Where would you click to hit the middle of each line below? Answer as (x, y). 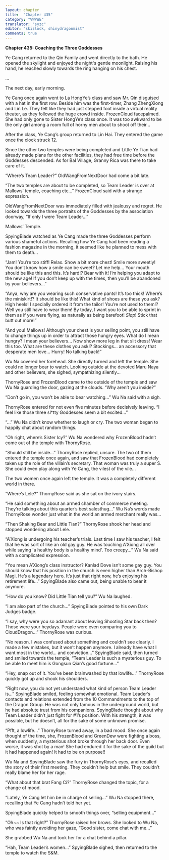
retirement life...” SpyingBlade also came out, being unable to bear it (76, 581)
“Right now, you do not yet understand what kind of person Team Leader (81, 688)
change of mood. (23, 788)
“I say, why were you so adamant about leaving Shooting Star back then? (81, 621)
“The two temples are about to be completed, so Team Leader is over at (80, 185)
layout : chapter (22, 10)
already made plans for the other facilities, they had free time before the (80, 155)
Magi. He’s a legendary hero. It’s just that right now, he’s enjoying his (76, 576)
